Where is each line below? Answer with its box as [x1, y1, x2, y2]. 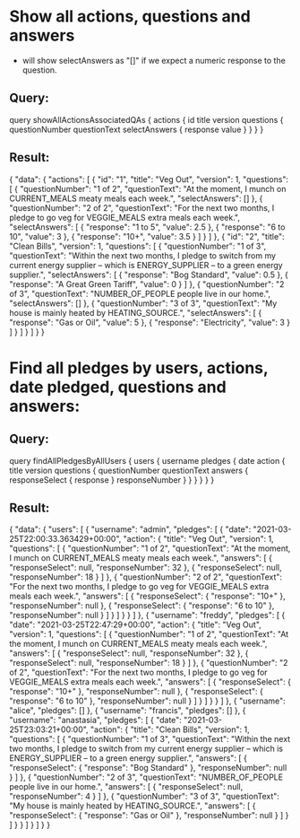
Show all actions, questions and [9, 6, 251, 27]
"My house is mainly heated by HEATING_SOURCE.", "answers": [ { [9, 800, 256, 811]
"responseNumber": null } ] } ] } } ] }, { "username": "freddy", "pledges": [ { [9, 610, 286, 621]
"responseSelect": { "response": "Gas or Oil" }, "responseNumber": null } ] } [9, 810, 289, 821]
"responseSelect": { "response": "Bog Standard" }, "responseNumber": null [9, 763, 287, 773]
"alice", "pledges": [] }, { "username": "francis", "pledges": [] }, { [9, 705, 246, 716]
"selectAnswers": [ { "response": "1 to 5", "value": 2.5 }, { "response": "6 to [9, 222, 286, 232]
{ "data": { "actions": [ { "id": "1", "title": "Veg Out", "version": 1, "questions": [9, 173, 289, 185]
